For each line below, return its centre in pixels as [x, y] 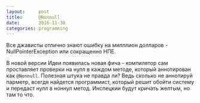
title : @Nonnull [33, 17]
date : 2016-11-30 [36, 23]
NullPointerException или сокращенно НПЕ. [61, 52]
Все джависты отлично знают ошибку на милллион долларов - [87, 45]
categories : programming [37, 28]
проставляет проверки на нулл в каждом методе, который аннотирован [99, 70]
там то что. [20, 95]
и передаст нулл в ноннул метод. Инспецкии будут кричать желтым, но [98, 88]
